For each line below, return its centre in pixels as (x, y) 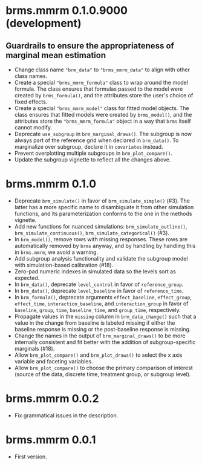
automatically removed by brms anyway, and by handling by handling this (105, 246)
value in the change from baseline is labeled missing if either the (95, 323)
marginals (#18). (34, 348)
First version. (31, 457)
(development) (44, 23)
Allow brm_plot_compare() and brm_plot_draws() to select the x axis (98, 355)
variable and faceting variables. (54, 361)
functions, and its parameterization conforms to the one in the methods (103, 213)
